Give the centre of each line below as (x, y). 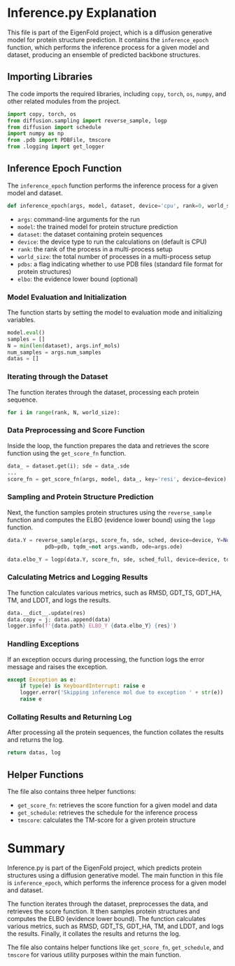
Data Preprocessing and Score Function (76, 430)
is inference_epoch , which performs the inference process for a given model (117, 883)
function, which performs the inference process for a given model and (108, 47)
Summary (36, 848)
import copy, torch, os (42, 114)
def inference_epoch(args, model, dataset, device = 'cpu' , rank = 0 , (106, 206)
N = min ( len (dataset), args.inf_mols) (64, 345)
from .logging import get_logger (56, 147)
